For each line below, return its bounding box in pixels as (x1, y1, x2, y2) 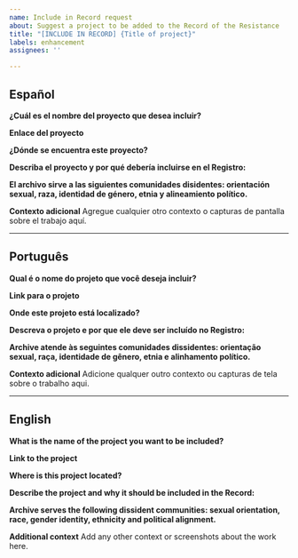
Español (9, 86, 55, 102)
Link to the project (9, 452, 78, 463)
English (9, 412, 51, 427)
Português (9, 250, 69, 265)
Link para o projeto (9, 290, 80, 300)
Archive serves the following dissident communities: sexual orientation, (9, 504, 281, 515)
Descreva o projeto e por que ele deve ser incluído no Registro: (9, 324, 246, 335)
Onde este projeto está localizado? (9, 307, 140, 318)
